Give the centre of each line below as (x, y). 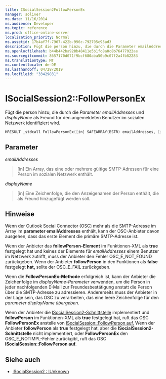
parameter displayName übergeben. (42, 303)
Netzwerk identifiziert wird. (33, 123)
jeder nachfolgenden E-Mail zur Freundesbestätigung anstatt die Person (79, 287)
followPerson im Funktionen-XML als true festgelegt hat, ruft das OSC (77, 318)
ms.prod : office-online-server (37, 33)
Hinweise (20, 214)
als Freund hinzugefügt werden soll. (54, 198)
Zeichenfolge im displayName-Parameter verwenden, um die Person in (78, 282)
